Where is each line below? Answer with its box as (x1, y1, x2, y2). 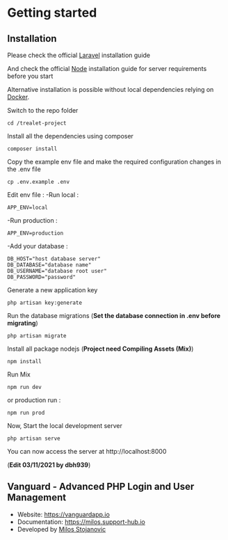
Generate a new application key (7, 286, 98, 294)
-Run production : (7, 216, 58, 224)
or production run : (7, 396, 61, 404)
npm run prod (7, 409, 45, 416)
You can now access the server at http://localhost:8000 (7, 447, 167, 455)
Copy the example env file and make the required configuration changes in (7, 158, 221, 166)
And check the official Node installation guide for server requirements (7, 65, 207, 72)
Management (7, 492, 67, 504)
